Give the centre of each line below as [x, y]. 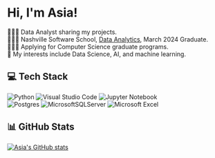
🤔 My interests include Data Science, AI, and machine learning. [97, 54]
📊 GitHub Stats [41, 127]
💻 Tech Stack [38, 77]
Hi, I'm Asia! [43, 13]
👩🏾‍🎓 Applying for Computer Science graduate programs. [88, 46]
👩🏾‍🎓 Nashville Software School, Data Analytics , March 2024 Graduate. [108, 39]
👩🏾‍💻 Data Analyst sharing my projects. [62, 32]
